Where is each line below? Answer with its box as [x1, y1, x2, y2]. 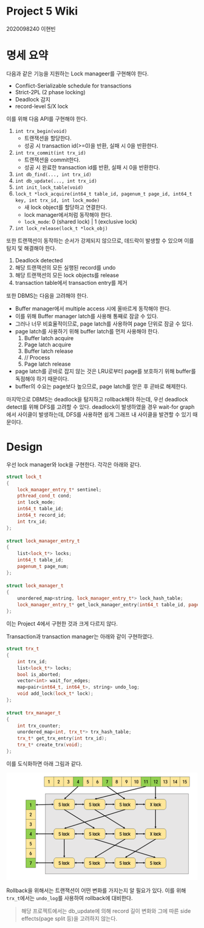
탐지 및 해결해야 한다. [6, 244, 56, 251]
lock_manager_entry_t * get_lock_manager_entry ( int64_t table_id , [17, 602, 186, 608]
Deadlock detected [15, 256, 63, 264]
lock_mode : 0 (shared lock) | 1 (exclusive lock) [24, 217, 138, 225]
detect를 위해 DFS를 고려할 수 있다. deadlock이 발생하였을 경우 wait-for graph [6, 403, 195, 411]
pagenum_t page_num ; [17, 564, 69, 570]
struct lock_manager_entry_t [6, 537, 80, 544]
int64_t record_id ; [17, 512, 67, 519]
